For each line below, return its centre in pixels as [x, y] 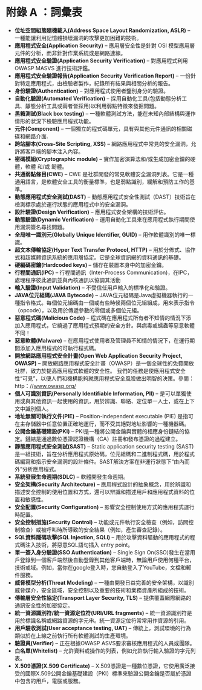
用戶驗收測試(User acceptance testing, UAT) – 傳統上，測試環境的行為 [103, 628]
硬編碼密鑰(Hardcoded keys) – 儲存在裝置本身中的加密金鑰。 [91, 264]
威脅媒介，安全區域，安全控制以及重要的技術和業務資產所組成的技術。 [102, 590]
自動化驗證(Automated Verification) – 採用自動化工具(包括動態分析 [98, 98]
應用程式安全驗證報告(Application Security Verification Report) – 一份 [103, 76]
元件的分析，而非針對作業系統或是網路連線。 [70, 53]
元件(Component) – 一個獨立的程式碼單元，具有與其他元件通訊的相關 [101, 128]
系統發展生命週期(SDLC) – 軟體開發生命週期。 [71, 476]
